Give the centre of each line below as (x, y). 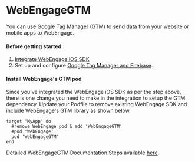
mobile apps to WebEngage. (40, 32)
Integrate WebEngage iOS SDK (52, 59)
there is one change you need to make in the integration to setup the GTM (96, 98)
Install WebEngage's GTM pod (44, 79)
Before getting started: (35, 46)
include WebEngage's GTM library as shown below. (68, 111)
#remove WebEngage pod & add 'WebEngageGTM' (67, 127)
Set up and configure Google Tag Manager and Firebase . (84, 66)
